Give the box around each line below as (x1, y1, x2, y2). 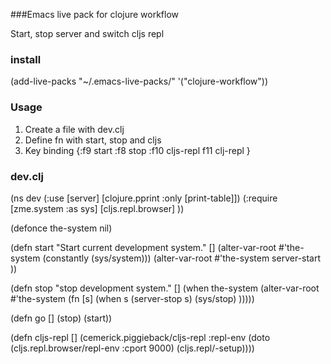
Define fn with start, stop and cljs (24, 134, 162, 146)
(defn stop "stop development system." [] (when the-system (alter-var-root (10, 282, 320, 294)
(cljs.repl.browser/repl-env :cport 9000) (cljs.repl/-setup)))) (10, 342, 255, 354)
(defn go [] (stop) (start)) (10, 312, 113, 324)
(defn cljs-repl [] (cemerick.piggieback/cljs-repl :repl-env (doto (10, 331, 271, 343)
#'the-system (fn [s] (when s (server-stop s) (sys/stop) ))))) (10, 292, 255, 304)
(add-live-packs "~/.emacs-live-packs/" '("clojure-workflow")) (10, 75, 269, 88)
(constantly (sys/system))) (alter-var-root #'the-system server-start (42, 252, 322, 264)
